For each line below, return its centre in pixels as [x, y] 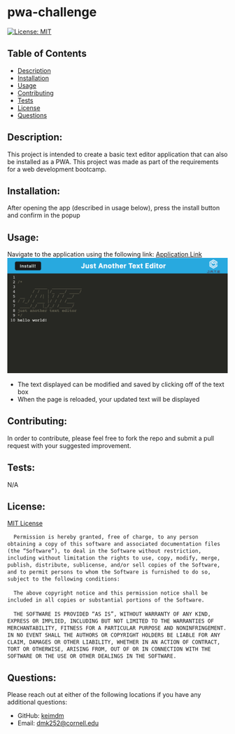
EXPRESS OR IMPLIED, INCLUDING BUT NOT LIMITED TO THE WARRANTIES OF [111, 621]
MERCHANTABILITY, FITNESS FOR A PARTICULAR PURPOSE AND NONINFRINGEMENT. [117, 628]
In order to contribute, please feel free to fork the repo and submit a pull [111, 438]
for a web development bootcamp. [57, 169]
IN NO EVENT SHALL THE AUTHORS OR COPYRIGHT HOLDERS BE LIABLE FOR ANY [114, 635]
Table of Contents [47, 54]
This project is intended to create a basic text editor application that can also [117, 154]
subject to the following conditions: [64, 579]
